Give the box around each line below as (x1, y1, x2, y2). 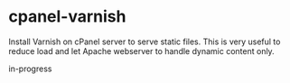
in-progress (8, 63, 52, 74)
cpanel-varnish (8, 6, 126, 27)
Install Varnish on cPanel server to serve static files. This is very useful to (8, 36, 281, 47)
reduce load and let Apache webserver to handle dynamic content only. (8, 45, 275, 56)
